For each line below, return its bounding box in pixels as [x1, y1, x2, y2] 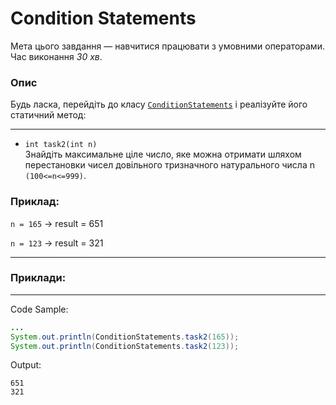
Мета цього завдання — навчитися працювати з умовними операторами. [10, 40, 325, 52]
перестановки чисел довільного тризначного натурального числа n [24, 159, 315, 171]
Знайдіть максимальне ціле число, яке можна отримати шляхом [24, 148, 302, 161]
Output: [10, 359, 42, 371]
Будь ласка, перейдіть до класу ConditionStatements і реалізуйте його [10, 98, 308, 111]
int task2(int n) [24, 140, 98, 150]
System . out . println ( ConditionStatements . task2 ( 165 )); [10, 332, 240, 342]
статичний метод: [10, 109, 87, 121]
